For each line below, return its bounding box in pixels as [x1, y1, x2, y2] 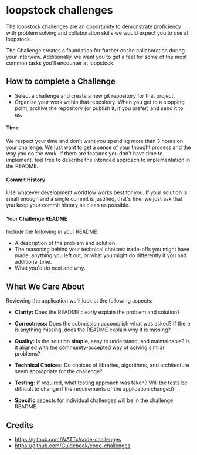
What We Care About [6, 281, 85, 291]
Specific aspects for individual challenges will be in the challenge [14, 397, 174, 404]
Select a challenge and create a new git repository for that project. [14, 92, 175, 99]
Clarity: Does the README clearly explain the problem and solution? [14, 308, 180, 315]
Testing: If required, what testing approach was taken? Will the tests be [14, 379, 188, 386]
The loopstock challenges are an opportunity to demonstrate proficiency [6, 23, 182, 30]
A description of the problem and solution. [14, 240, 117, 247]
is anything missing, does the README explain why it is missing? [14, 326, 171, 333]
